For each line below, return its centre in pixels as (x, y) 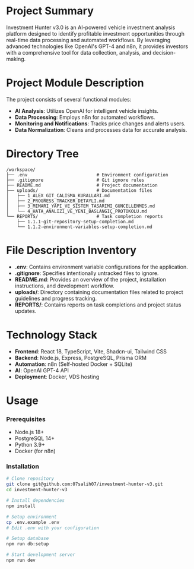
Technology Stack (52, 335)
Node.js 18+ (29, 432)
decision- (164, 52)
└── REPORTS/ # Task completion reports (85, 216)
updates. (26, 311)
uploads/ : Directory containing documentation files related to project (99, 292)
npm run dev (21, 560)
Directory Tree (42, 154)
